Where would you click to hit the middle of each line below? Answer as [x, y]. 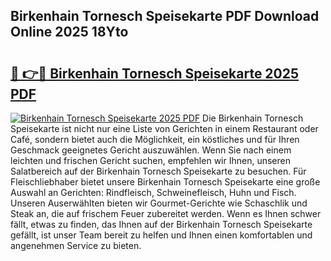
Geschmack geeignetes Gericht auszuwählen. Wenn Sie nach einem [151, 150]
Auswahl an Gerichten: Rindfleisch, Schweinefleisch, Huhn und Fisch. [153, 192]
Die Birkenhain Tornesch [253, 118]
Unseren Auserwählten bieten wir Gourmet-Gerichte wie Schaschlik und [159, 203]
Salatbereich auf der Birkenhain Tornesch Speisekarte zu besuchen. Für [158, 171]
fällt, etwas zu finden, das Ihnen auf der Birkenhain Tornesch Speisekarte [161, 224]
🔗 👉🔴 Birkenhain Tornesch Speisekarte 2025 [155, 73]
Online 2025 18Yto [69, 32]
